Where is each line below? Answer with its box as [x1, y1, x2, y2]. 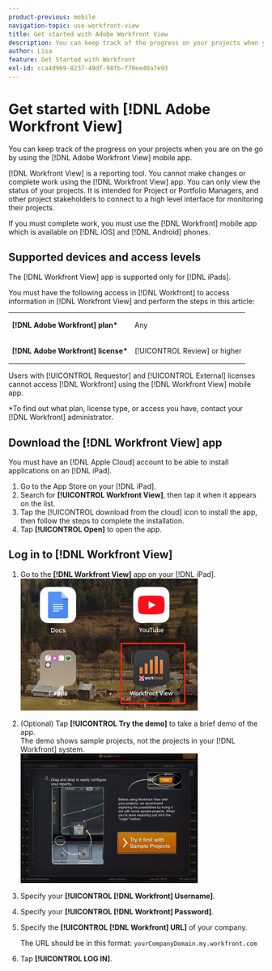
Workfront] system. [19, 744, 85, 754]
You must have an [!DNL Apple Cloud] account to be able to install [8, 457, 229, 467]
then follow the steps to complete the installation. [19, 515, 185, 525]
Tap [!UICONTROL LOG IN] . [19, 953, 113, 963]
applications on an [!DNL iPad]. [8, 465, 112, 475]
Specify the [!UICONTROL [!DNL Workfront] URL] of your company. [19, 922, 248, 932]
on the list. [19, 498, 56, 508]
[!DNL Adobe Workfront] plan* [11, 320, 118, 330]
